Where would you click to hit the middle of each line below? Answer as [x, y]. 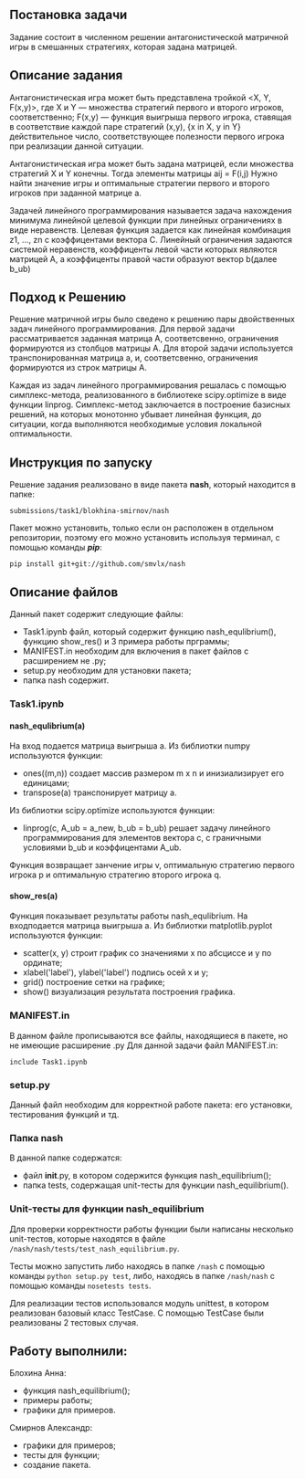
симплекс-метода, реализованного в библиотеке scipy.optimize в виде [148, 395]
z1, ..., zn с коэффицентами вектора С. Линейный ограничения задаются [151, 239]
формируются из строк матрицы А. [79, 368]
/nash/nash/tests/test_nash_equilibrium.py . [95, 1248]
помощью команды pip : [56, 548]
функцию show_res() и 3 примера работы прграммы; [126, 642]
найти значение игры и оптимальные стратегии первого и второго [140, 183]
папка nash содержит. [66, 680]
